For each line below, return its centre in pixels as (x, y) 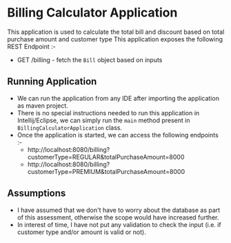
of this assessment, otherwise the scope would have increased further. (118, 217)
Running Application (52, 82)
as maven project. (43, 106)
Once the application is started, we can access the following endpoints (118, 135)
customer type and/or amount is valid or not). (81, 232)
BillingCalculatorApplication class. (70, 127)
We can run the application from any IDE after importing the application (118, 98)
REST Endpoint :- (32, 46)
